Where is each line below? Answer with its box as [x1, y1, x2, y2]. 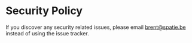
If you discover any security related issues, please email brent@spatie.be [5, 24, 186, 31]
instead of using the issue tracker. [5, 29, 89, 37]
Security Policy [5, 4, 83, 18]
